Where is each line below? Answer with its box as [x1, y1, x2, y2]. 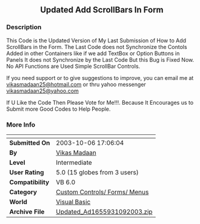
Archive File [9, 207, 45, 216]
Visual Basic [56, 197, 91, 206]
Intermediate [56, 158, 92, 166]
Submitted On [9, 139, 50, 147]
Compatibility [9, 178, 50, 186]
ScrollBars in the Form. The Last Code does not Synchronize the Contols [6, 43, 187, 50]
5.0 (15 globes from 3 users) [56, 168, 139, 176]
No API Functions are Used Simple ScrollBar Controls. [6, 62, 141, 70]
